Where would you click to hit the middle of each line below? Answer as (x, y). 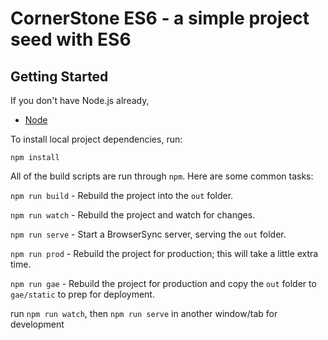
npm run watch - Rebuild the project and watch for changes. (133, 215)
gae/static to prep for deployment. (82, 294)
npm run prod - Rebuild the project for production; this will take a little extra (164, 253)
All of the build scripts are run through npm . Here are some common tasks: (162, 176)
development (37, 324)
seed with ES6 (71, 39)
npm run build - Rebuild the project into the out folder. (122, 195)
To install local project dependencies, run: (96, 139)
